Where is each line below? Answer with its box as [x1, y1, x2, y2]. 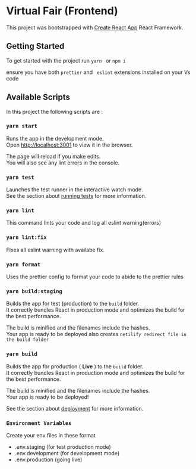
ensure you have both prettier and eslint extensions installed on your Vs [6, 69, 191, 76]
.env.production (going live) [14, 456, 83, 463]
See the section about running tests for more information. [6, 192, 147, 200]
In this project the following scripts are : [6, 108, 103, 115]
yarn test [6, 174, 34, 181]
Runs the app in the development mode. [6, 135, 104, 142]
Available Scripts [6, 92, 70, 103]
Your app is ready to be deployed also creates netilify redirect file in [6, 331, 187, 338]
